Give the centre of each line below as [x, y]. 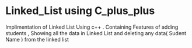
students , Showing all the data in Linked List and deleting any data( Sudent [96, 33]
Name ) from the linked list [37, 39]
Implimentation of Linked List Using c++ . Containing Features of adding [92, 27]
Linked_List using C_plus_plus [80, 11]
